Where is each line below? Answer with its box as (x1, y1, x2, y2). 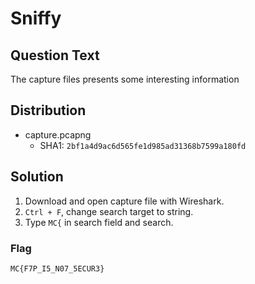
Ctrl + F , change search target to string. (24, 205, 194, 217)
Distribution (10, 102, 87, 119)
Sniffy (10, 7, 62, 30)
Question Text (10, 47, 100, 64)
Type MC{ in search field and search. (24, 216, 174, 228)
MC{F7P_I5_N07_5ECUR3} (10, 263, 105, 274)
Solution (10, 168, 64, 186)
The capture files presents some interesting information (10, 73, 240, 85)
